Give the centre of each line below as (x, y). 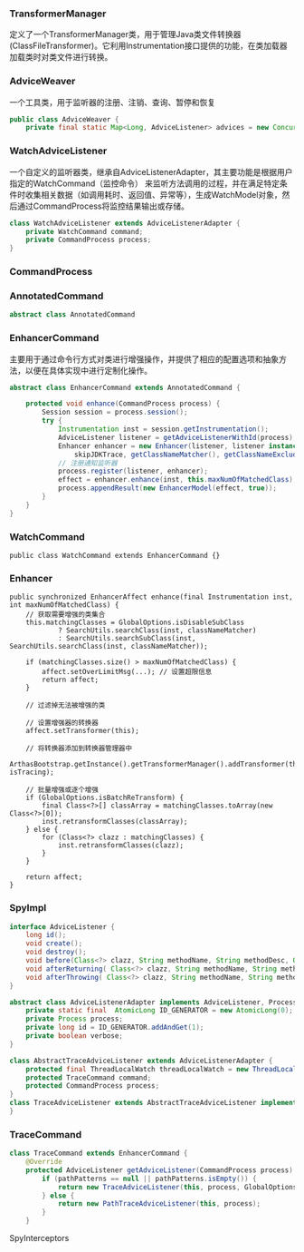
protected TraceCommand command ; (89, 1078)
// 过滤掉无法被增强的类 (66, 706)
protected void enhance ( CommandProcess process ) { (123, 404)
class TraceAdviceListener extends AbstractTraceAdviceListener (133, 1103)
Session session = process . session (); (115, 412)
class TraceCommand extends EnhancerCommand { (99, 1154)
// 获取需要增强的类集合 (66, 615)
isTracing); (32, 773)
